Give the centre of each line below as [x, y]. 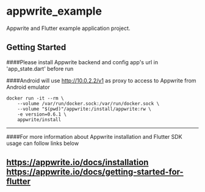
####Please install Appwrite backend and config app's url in [82, 62]
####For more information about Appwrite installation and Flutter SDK [94, 136]
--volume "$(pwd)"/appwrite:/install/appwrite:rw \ [84, 109]
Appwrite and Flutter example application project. [68, 28]
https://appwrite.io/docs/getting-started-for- [95, 172]
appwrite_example [54, 11]
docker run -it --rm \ [35, 98]
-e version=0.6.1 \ [42, 114]
